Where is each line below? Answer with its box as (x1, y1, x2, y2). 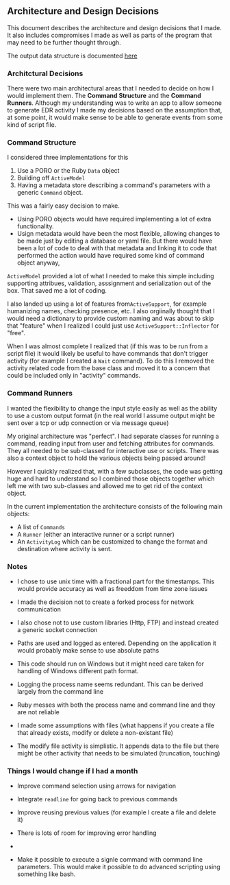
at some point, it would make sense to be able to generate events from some (7, 113, 224, 122)
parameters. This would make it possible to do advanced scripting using (16, 863, 220, 871)
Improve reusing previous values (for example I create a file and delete (16, 808, 216, 816)
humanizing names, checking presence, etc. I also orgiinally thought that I (7, 307, 215, 315)
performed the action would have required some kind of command (16, 252, 205, 260)
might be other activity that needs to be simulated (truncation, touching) (16, 749, 220, 757)
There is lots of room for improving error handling (16, 829, 157, 837)
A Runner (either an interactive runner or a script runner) (16, 530, 175, 538)
